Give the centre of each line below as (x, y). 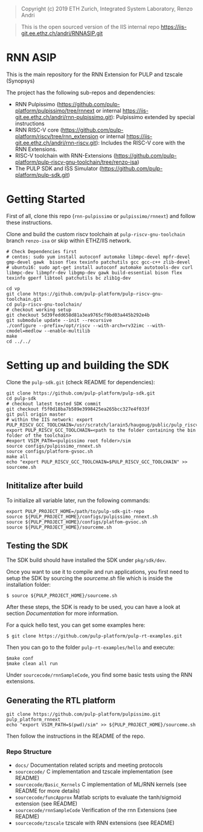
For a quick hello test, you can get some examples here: (76, 625)
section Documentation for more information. (63, 613)
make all (17, 456)
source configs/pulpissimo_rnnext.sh (54, 446)
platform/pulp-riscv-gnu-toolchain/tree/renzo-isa (76, 162)
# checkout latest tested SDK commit (54, 404)
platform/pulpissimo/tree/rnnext (55, 111)
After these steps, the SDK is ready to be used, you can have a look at (93, 607)
